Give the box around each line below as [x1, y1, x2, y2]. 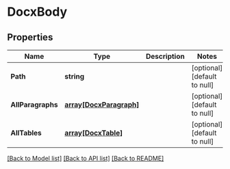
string [64, 72, 85, 81]
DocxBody [7, 4, 68, 20]
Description [146, 52, 185, 61]
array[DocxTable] [64, 128, 123, 138]
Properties [7, 31, 53, 43]
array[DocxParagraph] [64, 100, 140, 109]
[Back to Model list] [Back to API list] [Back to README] [7, 155, 164, 162]
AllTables [10, 128, 42, 138]
